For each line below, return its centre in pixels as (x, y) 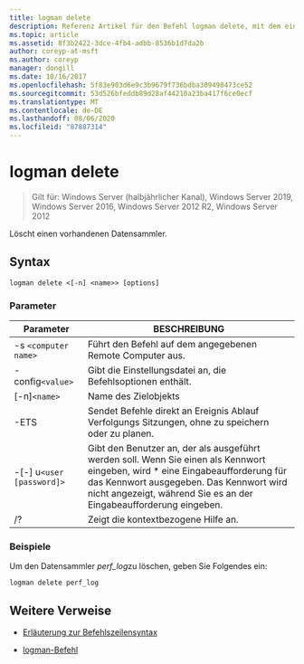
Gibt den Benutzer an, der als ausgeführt (174, 449)
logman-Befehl (50, 650)
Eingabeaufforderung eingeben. (155, 505)
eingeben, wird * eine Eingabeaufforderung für (187, 471)
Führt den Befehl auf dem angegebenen (172, 345)
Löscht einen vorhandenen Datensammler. (88, 233)
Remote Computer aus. (136, 356)
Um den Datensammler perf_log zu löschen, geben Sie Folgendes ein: (138, 566)
